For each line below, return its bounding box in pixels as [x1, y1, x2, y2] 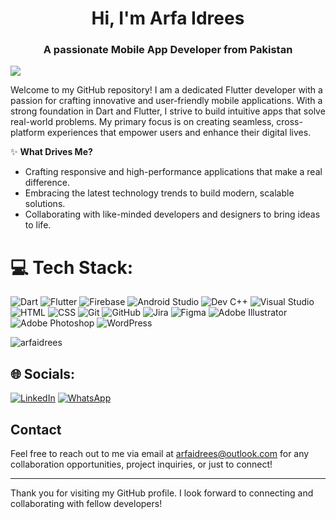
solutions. [24, 198, 66, 210]
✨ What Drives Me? [10, 146, 93, 158]
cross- [276, 116, 303, 128]
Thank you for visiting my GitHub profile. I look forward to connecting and [10, 487, 314, 499]
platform [10, 127, 45, 139]
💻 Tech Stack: [10, 256, 134, 279]
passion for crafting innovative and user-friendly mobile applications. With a [10, 95, 323, 107]
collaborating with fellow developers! [10, 498, 163, 510]
